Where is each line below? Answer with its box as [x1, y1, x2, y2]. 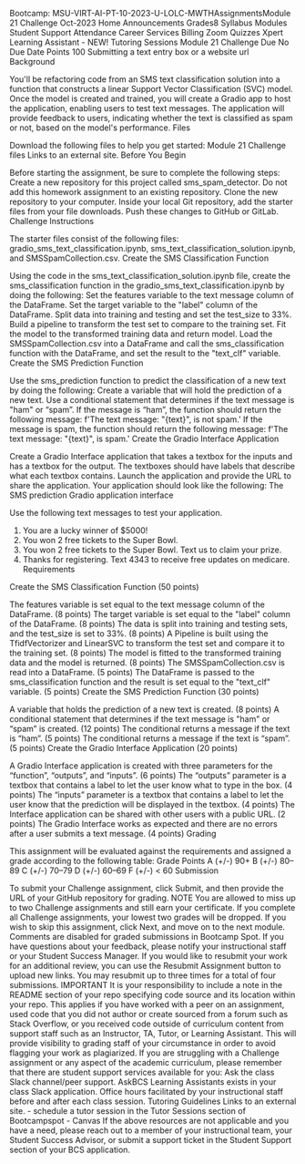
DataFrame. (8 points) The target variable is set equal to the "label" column [9, 609, 291, 619]
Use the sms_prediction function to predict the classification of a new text [9, 376, 287, 386]
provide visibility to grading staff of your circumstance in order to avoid [9, 1038, 276, 1048]
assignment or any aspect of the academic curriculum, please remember [9, 1057, 282, 1067]
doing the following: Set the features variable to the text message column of [9, 290, 294, 300]
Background [9, 57, 56, 67]
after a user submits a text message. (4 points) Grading [9, 829, 217, 839]
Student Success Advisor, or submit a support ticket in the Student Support [9, 1135, 292, 1145]
